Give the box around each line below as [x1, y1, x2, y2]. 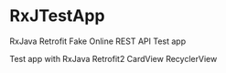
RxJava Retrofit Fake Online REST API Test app [9, 36, 186, 47]
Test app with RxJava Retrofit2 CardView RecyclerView [9, 53, 218, 64]
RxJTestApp [9, 5, 105, 26]
